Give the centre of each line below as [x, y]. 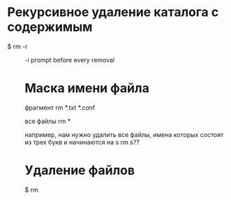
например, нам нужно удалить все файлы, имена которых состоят [124, 134]
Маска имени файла [87, 88]
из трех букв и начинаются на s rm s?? [82, 142]
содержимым [50, 27]
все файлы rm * [48, 121]
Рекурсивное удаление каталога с [113, 12]
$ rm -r [17, 46]
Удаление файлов [80, 170]
